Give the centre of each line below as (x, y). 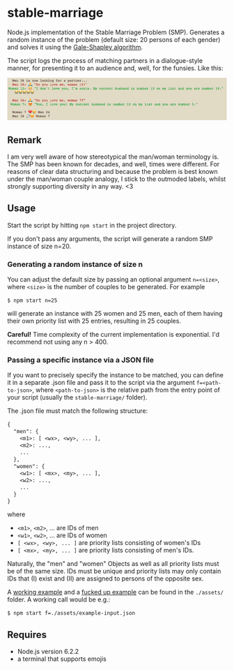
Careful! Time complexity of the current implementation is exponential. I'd (114, 335)
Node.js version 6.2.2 (48, 652)
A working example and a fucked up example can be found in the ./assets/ (116, 592)
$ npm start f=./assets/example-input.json (71, 613)
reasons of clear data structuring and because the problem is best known (112, 171)
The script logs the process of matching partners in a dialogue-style (105, 60)
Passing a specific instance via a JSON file (81, 360)
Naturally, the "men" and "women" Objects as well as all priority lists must (113, 564)
